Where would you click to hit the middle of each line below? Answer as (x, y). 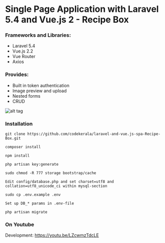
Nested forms (26, 96)
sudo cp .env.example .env (33, 195)
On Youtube (20, 224)
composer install (23, 147)
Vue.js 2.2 (23, 51)
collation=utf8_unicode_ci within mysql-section (56, 186)
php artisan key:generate (32, 165)
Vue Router (24, 57)
